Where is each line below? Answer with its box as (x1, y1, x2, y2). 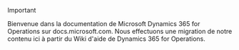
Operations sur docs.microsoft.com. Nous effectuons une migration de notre (7, 27, 233, 35)
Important (7, 6, 36, 14)
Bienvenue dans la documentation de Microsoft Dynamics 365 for (7, 20, 200, 27)
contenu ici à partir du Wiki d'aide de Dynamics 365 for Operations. (7, 35, 205, 43)
